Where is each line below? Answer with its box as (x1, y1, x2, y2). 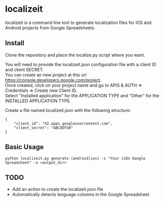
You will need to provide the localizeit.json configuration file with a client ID (5, 61, 157, 67)
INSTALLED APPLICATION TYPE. (5, 98, 71, 104)
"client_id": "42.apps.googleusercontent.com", (14, 121, 113, 126)
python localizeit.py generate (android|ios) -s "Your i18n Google (5, 156, 146, 161)
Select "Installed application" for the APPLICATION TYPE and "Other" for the (5, 92, 160, 98)
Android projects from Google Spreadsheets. (5, 24, 95, 30)
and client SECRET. (5, 67, 44, 72)
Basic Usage (5, 143, 44, 151)
